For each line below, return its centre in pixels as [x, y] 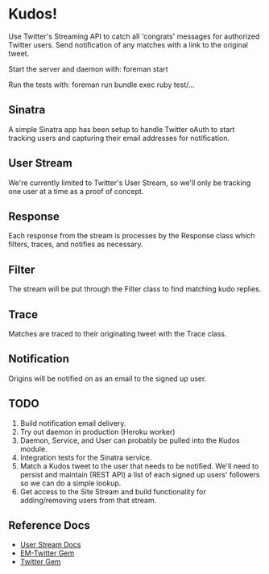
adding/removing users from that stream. [88, 500]
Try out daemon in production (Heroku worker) [97, 432]
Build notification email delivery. [73, 423]
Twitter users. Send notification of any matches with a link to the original [128, 44]
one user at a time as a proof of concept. [76, 191]
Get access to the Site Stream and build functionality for [113, 491]
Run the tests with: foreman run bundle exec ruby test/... [101, 85]
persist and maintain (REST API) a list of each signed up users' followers [140, 474]
